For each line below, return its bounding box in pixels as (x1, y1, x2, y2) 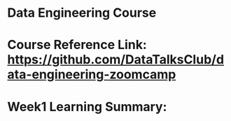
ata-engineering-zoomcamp (7, 66, 176, 83)
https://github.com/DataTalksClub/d (7, 52, 225, 68)
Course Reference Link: (7, 37, 147, 53)
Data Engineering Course (7, 5, 157, 21)
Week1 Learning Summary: (7, 99, 167, 115)
